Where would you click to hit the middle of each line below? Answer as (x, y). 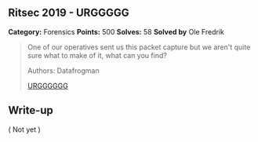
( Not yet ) (24, 129)
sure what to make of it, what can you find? (97, 55)
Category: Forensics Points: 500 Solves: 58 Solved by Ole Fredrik (116, 31)
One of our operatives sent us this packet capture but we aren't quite (139, 47)
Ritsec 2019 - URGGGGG (69, 13)
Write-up (31, 110)
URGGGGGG (47, 86)
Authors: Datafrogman (63, 71)
